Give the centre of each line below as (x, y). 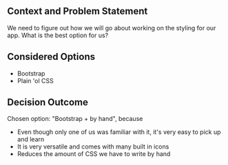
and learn (31, 140)
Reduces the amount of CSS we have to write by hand (94, 154)
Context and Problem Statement (77, 11)
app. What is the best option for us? (58, 35)
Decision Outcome (48, 102)
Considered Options (51, 57)
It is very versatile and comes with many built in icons (93, 146)
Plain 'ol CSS (35, 80)
